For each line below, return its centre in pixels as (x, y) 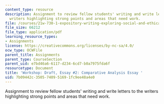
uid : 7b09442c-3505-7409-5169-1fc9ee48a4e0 (50, 77)
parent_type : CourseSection (34, 59)
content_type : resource (29, 9)
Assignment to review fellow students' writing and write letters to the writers (82, 91)
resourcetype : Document (29, 69)
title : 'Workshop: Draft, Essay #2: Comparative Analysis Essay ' (74, 73)
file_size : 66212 (23, 28)
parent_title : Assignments (32, 55)
